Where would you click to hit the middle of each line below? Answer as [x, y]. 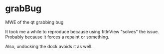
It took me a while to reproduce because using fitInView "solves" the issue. [82, 31]
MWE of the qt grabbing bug [34, 22]
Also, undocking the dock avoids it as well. [49, 46]
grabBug [23, 9]
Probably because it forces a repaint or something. [57, 37]
